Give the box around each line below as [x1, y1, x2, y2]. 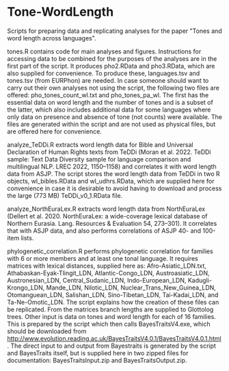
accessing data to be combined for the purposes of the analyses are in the [7, 54, 217, 62]
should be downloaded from [7, 327, 87, 335]
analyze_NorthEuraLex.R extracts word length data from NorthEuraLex [7, 205, 206, 213]
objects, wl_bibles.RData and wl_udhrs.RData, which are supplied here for [7, 177, 215, 185]
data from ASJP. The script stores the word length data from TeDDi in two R [7, 169, 220, 178]
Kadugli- [187, 276, 212, 284]
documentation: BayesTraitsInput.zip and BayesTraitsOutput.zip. [7, 356, 187, 364]
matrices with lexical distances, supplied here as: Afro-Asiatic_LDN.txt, [7, 261, 207, 270]
